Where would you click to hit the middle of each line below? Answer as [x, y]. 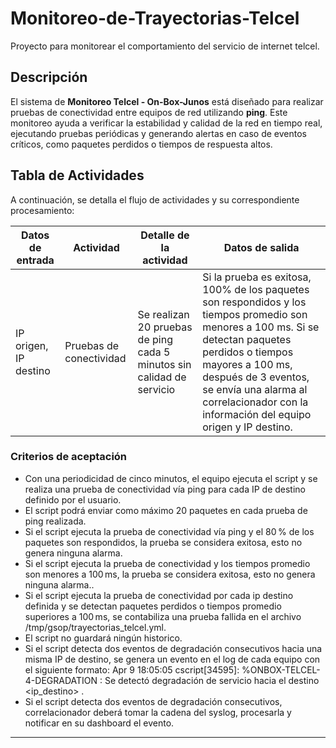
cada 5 [154, 352]
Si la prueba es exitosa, [257, 277]
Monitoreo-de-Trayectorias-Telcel [155, 18]
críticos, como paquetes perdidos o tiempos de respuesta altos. [141, 144]
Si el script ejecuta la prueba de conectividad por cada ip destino [159, 595]
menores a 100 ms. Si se [261, 327]
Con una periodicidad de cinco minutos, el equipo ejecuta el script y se [171, 478]
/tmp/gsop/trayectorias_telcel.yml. [95, 627]
